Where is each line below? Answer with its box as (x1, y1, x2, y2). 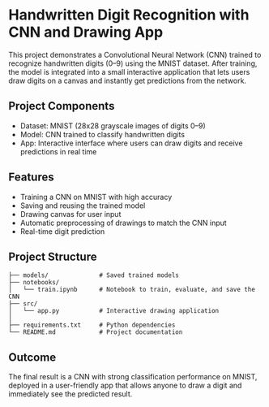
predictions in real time (19, 146, 97, 156)
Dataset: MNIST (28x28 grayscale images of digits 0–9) (19, 120, 206, 131)
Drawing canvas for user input (19, 209, 122, 219)
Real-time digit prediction (19, 226, 105, 236)
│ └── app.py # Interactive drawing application (8, 307, 220, 315)
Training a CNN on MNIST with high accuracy (19, 192, 173, 201)
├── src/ (8, 300, 38, 308)
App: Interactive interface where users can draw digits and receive (19, 138, 243, 148)
